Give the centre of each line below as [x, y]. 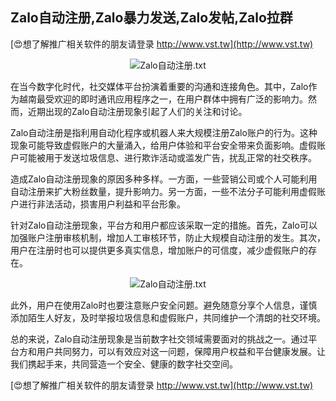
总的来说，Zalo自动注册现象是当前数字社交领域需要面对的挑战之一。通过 [159, 339]
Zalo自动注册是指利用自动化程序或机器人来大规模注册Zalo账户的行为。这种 [164, 132]
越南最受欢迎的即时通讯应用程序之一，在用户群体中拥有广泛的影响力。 [163, 99]
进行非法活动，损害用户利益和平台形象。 [102, 204]
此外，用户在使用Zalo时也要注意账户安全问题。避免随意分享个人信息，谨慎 [164, 305]
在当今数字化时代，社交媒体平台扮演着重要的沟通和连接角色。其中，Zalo [159, 86]
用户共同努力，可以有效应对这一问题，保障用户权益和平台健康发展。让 [181, 351]
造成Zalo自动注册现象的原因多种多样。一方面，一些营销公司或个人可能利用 [164, 179]
